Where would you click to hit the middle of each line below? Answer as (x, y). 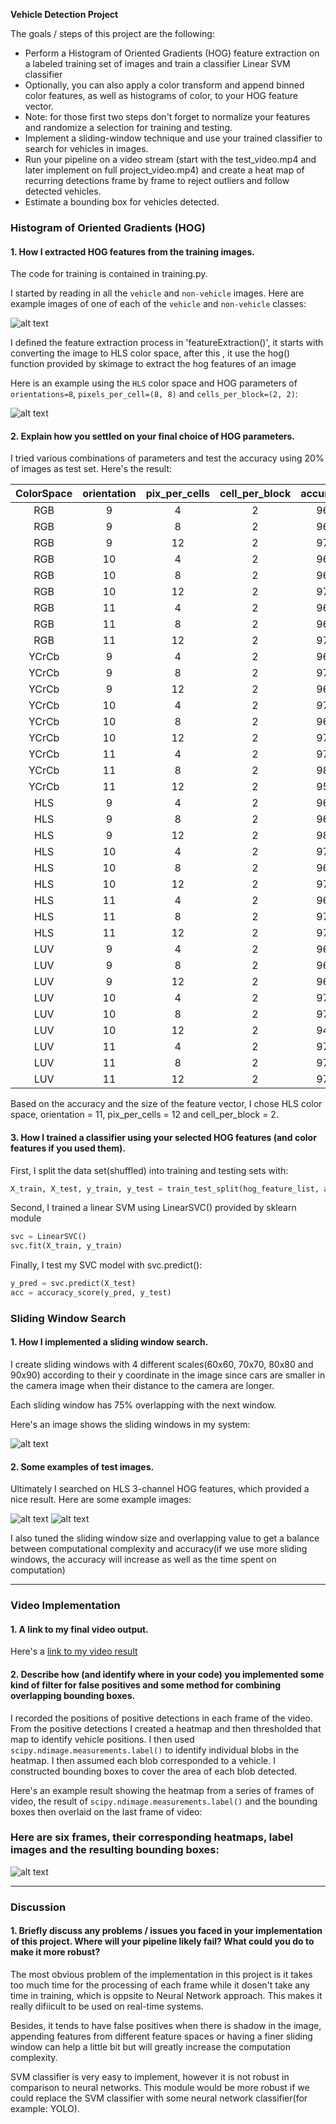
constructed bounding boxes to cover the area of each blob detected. (154, 1771)
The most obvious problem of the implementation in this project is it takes (161, 1974)
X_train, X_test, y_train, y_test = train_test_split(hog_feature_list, (165, 1189)
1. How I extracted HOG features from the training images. (132, 251)
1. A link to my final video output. (79, 1629)
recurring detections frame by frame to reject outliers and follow (157, 180)
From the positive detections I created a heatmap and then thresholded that (166, 1728)
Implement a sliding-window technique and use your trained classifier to (173, 138)
